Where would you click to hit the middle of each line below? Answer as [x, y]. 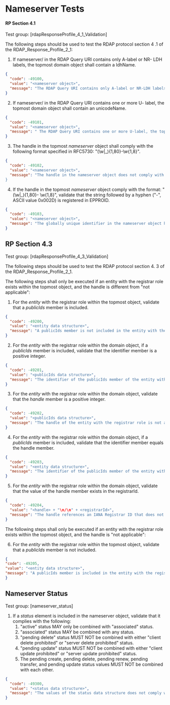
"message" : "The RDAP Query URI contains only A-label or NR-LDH [80, 89]
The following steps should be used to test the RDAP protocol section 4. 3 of [85, 266]
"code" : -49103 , [27, 214]
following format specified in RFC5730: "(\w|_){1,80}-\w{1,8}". [76, 152]
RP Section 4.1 [20, 23]
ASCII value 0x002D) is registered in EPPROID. [61, 200]
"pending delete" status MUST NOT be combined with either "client [90, 637]
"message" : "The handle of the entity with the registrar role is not [86, 423]
